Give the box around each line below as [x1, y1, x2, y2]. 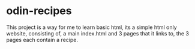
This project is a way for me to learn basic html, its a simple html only [6, 24, 177, 31]
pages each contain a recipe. [6, 36, 78, 43]
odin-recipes [6, 4, 72, 18]
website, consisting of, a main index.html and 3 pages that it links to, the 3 [6, 30, 189, 37]
